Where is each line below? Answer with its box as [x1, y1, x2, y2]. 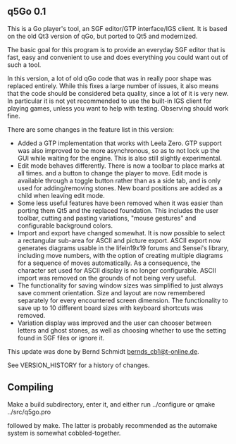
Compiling [7, 381, 54, 393]
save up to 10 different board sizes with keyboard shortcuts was [17, 303, 204, 312]
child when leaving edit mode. [17, 191, 105, 199]
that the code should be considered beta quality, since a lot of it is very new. [7, 89, 229, 97]
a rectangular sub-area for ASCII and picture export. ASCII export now [17, 236, 222, 245]
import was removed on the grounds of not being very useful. [17, 273, 197, 282]
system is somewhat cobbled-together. [7, 428, 121, 437]
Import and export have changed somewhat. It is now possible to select [17, 228, 225, 237]
